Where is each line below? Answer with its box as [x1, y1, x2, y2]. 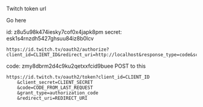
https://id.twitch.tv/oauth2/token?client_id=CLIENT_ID [6, 74, 150, 80]
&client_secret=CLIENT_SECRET [17, 79, 94, 85]
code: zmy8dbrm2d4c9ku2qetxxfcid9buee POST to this [6, 62, 146, 70]
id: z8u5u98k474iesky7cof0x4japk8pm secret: [6, 28, 122, 36]
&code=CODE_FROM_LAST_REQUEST [17, 85, 94, 91]
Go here [6, 16, 27, 24]
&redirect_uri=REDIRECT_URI [17, 95, 88, 101]
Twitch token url [6, 5, 47, 12]
